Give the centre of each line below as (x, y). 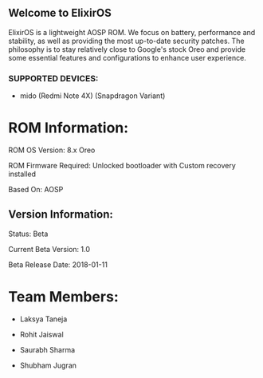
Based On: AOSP (36, 190)
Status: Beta (28, 234)
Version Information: (61, 215)
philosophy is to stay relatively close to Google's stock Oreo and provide (127, 49)
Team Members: (63, 297)
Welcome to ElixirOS (60, 13)
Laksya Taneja (43, 319)
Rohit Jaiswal (41, 334)
